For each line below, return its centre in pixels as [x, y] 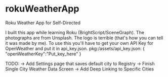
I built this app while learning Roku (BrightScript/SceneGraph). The [75, 32]
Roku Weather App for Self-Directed [43, 23]
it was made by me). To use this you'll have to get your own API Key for [79, 43]
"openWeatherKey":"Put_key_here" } [43, 54]
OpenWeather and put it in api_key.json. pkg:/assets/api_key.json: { [75, 48]
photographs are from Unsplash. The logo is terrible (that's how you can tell [84, 38]
